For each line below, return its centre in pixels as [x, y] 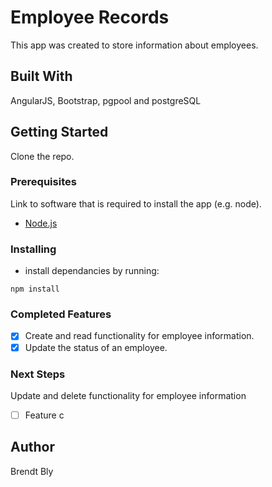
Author [32, 447]
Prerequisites [43, 182]
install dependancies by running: [92, 271]
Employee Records [90, 17]
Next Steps [38, 374]
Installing [33, 249]
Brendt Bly [32, 471]
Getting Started [59, 132]
